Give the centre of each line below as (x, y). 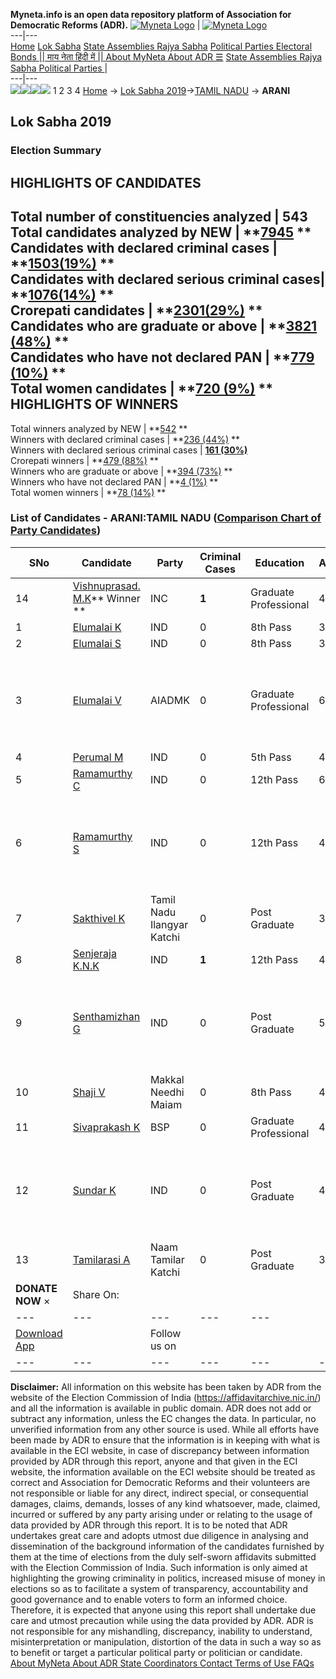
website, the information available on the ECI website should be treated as (163, 1471)
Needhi (167, 1092)
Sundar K (94, 1190)
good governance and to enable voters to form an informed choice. (149, 1599)
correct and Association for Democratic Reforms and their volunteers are (160, 1482)
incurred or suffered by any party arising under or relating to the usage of (161, 1514)
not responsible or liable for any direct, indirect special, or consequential (159, 1493)
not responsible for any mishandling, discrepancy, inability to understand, (161, 1631)
